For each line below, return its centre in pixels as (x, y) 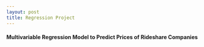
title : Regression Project (41, 18)
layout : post (23, 12)
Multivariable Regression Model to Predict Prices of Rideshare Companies (102, 37)
